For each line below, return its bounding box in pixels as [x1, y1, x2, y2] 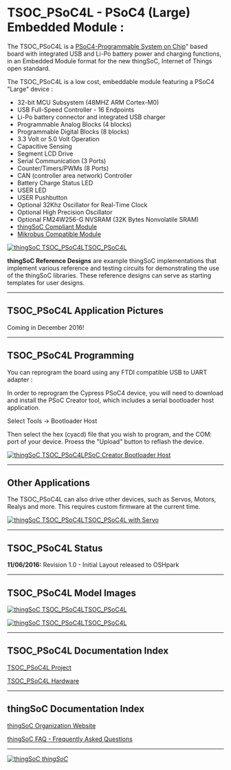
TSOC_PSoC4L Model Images [7, 587, 136, 599]
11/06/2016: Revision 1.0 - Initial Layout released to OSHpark [7, 561, 179, 569]
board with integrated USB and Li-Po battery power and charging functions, [7, 50, 222, 58]
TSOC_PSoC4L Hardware [7, 676, 80, 685]
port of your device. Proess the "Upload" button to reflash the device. [7, 437, 204, 446]
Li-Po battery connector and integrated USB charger [16, 112, 166, 121]
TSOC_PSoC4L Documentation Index [7, 645, 169, 657]
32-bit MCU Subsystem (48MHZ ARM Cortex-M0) [16, 98, 159, 106]
